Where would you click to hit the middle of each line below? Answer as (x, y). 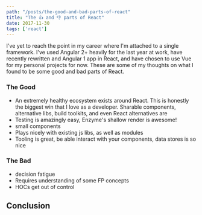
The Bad (19, 161)
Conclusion (28, 206)
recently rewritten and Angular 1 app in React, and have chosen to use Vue (99, 59)
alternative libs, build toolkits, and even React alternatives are (91, 113)
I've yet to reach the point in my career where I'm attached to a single (93, 46)
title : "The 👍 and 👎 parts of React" (55, 18)
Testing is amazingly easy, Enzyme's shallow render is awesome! (96, 120)
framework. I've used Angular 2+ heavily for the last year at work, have (94, 53)
